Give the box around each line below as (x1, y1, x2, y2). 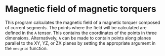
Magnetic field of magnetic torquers (5, 3, 157, 15)
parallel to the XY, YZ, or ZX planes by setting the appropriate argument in (5, 40, 156, 46)
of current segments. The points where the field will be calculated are (5, 24, 147, 30)
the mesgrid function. (5, 45, 48, 51)
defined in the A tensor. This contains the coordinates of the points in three (5, 30, 157, 36)
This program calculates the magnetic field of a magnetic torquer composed (5, 19, 161, 25)
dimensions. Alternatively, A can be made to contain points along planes (5, 35, 152, 41)
